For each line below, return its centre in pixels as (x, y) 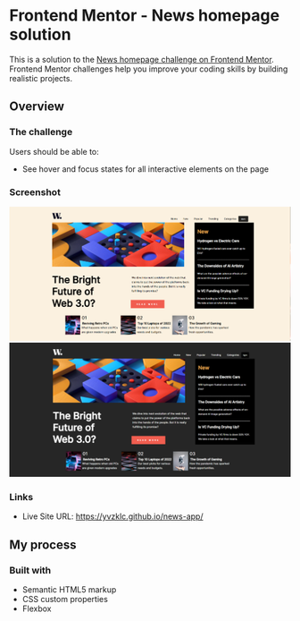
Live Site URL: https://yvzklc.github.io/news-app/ (112, 516)
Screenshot (35, 191)
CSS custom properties (65, 600)
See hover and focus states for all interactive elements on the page (146, 169)
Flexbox (37, 608)
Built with (30, 570)
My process (43, 544)
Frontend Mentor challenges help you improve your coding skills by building (149, 69)
